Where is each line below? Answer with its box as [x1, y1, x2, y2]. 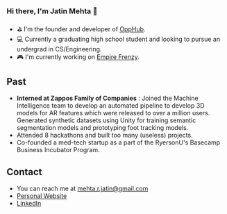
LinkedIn [16, 199, 42, 207]
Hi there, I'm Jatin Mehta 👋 [6, 6, 98, 16]
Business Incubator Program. [16, 146, 100, 154]
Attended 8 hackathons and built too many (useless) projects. [16, 131, 193, 140]
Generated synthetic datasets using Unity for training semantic [16, 116, 196, 124]
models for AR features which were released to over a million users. [16, 109, 210, 117]
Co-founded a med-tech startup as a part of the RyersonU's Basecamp [16, 138, 221, 147]
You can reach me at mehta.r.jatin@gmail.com [16, 184, 149, 192]
